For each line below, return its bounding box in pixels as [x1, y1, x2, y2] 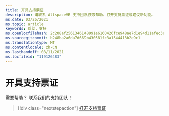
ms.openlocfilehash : [5, 31, 49, 36]
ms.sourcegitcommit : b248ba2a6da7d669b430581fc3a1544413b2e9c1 [5, 36, 141, 41]
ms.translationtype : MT [5, 40, 55, 45]
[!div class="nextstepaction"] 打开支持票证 [17, 105, 106, 111]
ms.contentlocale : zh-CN [5, 45, 57, 50]
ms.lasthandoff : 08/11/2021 [5, 49, 64, 54]
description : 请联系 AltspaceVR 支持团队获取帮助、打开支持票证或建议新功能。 [5, 12, 155, 17]
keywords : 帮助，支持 [5, 26, 47, 31]
